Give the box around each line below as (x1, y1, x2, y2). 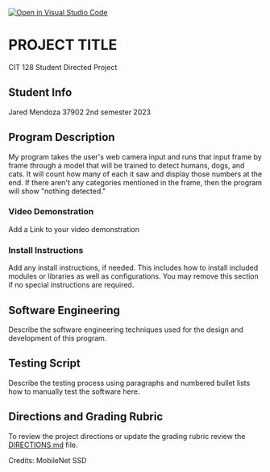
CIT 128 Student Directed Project (8, 62, 118, 72)
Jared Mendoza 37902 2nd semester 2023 (8, 107, 152, 117)
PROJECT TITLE (8, 36, 118, 54)
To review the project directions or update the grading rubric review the (8, 431, 246, 441)
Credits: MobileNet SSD (8, 455, 87, 465)
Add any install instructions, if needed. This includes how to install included (8, 263, 259, 273)
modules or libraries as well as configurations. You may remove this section (8, 271, 260, 281)
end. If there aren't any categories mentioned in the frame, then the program (8, 177, 263, 187)
